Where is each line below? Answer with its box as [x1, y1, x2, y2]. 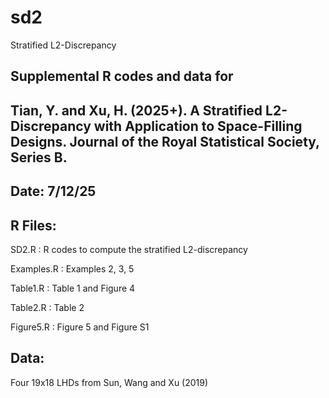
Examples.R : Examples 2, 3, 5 [10, 262, 135, 275]
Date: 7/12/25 [10, 183, 97, 200]
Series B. [10, 149, 68, 166]
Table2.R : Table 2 [10, 301, 85, 313]
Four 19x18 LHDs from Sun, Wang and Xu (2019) [10, 376, 209, 388]
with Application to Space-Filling [93, 117, 303, 135]
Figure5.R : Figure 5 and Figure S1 [10, 321, 150, 333]
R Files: [10, 217, 57, 234]
